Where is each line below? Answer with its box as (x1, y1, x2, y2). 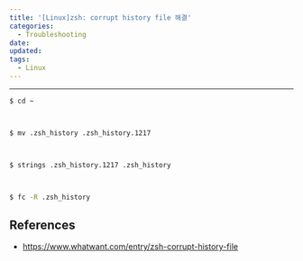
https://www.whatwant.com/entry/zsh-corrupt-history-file (22, 241, 239, 252)
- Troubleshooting (17, 30, 87, 39)
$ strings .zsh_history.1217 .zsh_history (9, 160, 171, 169)
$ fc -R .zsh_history (9, 193, 91, 202)
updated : (9, 47, 42, 56)
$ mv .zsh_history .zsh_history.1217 (9, 128, 151, 138)
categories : (9, 22, 54, 31)
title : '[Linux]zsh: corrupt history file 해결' (9, 13, 192, 22)
